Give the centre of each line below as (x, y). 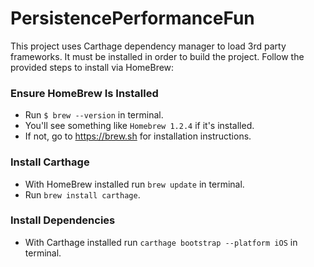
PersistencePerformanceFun (132, 18)
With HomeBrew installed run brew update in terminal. (134, 184)
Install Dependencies (63, 220)
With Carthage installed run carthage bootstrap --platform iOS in (161, 242)
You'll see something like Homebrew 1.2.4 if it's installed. (139, 126)
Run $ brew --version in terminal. (94, 115)
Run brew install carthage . (82, 194)
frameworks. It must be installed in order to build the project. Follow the (157, 56)
